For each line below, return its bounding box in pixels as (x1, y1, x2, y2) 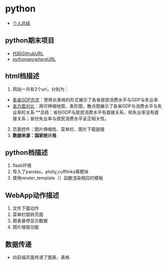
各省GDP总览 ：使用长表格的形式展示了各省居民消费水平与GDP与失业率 (12, 96, 158, 102)
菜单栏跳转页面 (12, 211, 43, 217)
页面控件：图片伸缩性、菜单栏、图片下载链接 (12, 126, 105, 132)
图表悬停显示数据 (12, 218, 48, 224)
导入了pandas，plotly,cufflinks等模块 (12, 168, 89, 175)
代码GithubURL (12, 50, 44, 56)
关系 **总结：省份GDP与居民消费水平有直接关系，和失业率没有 (25, 109, 155, 115)
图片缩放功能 (12, 224, 39, 230)
